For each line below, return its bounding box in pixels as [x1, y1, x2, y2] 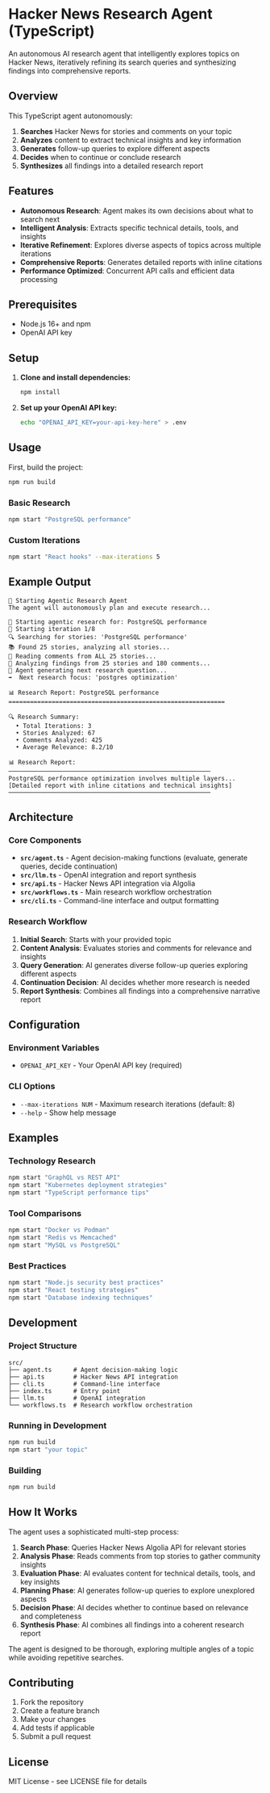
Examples [8, 1131, 59, 1145]
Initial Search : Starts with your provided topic [19, 934, 172, 944]
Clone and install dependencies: [19, 372, 131, 382]
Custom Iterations [8, 534, 81, 545]
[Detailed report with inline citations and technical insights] [8, 781, 232, 789]
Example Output [8, 575, 91, 589]
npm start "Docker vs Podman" [8, 1226, 110, 1235]
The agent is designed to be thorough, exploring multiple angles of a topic [8, 1644, 255, 1653]
